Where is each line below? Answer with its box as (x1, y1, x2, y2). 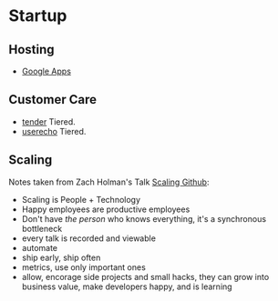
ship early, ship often (21, 252, 101, 263)
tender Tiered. (21, 115, 77, 127)
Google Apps (21, 65, 72, 76)
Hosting (8, 42, 56, 57)
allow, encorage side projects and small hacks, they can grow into (21, 271, 270, 282)
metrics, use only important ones (21, 261, 147, 273)
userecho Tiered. (21, 125, 87, 136)
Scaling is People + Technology (21, 194, 141, 205)
